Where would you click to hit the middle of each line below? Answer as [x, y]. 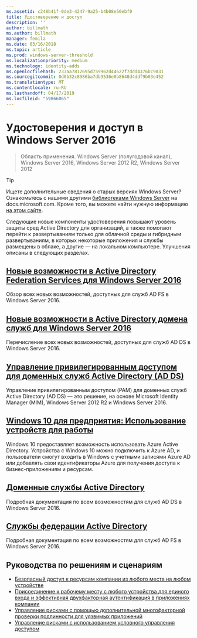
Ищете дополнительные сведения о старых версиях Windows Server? [94, 192]
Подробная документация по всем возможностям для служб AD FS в [94, 540]
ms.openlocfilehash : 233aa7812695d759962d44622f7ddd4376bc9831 [85, 71]
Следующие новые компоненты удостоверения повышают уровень [91, 221]
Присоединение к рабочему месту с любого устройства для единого [102, 592]
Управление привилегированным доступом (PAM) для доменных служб [96, 390]
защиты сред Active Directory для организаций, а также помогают [89, 228]
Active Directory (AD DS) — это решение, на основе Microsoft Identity [92, 396]
